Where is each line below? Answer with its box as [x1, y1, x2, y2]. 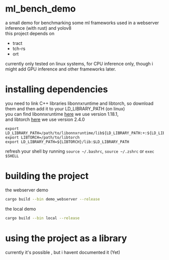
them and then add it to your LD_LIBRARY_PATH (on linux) [5, 105, 125, 111]
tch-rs [12, 45, 26, 51]
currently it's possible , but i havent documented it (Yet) [5, 249, 121, 255]
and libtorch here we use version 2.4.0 [5, 116, 85, 122]
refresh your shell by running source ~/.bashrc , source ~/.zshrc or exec [5, 148, 154, 154]
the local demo [5, 206, 36, 212]
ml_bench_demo [5, 3, 76, 15]
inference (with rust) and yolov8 [5, 25, 72, 31]
